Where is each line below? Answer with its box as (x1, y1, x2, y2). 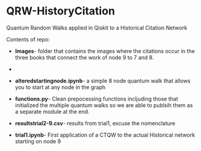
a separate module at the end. (14, 108, 90, 115)
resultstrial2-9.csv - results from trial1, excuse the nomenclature (14, 119, 176, 127)
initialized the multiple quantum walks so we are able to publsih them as (14, 101, 193, 109)
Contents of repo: (6, 35, 50, 43)
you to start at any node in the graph (14, 83, 106, 91)
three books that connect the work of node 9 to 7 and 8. (14, 54, 154, 61)
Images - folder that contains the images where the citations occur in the (14, 47, 195, 55)
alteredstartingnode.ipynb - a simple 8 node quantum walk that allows (14, 77, 191, 84)
